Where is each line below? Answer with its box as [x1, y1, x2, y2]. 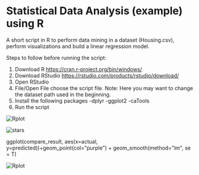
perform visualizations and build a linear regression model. [6, 43, 150, 50]
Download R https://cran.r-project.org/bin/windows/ [14, 65, 143, 72]
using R [6, 17, 44, 30]
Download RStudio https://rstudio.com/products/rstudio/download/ [14, 72, 179, 79]
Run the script [14, 103, 49, 110]
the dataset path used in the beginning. [14, 91, 111, 98]
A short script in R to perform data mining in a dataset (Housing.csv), [6, 36, 175, 43]
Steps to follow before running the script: [6, 54, 107, 61]
